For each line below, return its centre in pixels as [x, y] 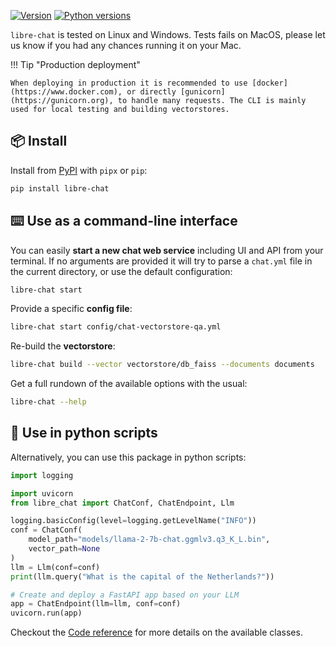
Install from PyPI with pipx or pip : [79, 170]
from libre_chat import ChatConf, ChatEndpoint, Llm [122, 503]
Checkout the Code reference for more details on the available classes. [156, 632]
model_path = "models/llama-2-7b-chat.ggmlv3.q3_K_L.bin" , [149, 540]
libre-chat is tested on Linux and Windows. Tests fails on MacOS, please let [168, 34]
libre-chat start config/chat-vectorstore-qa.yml [116, 327]
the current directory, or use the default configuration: [121, 271]
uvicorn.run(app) [46, 613]
